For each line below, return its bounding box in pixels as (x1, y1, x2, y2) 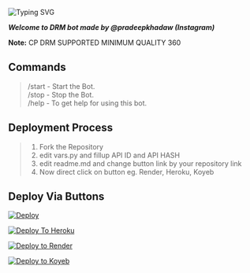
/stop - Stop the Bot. (27, 90, 95, 99)
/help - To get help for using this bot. (27, 98, 147, 108)
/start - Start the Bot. (27, 81, 95, 90)
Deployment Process (8, 121, 114, 135)
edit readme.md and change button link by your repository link (39, 158, 242, 168)
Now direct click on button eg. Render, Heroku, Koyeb (39, 167, 215, 176)
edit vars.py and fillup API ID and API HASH (39, 150, 180, 160)
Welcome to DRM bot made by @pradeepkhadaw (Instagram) (8, 23, 215, 31)
